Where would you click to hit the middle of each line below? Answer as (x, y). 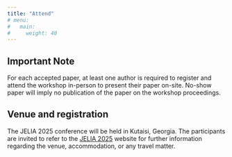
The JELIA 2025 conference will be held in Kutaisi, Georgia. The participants (116, 131)
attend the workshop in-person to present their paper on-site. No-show (109, 85)
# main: (22, 26)
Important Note (41, 61)
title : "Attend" (31, 14)
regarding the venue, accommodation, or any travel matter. (91, 146)
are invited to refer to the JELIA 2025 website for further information (105, 138)
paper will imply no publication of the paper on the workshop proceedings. (114, 93)
